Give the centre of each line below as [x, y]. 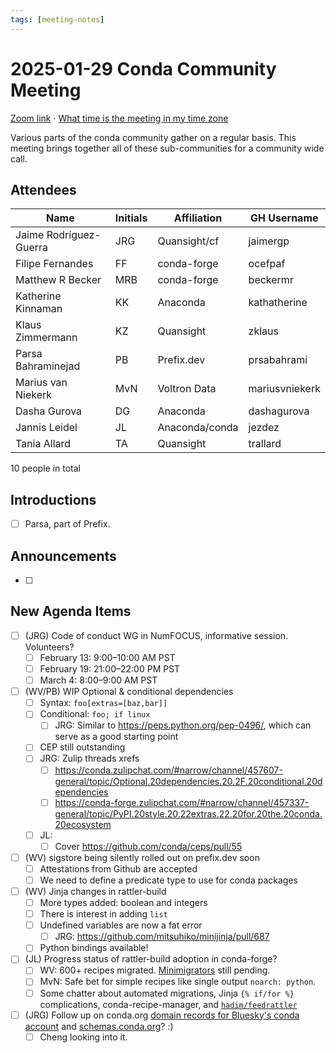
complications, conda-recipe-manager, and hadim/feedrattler [168, 1004]
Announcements [63, 556]
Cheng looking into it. [83, 1037]
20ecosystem [83, 824]
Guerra [32, 248]
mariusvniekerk [284, 389]
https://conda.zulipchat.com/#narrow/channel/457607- [168, 770]
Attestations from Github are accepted [118, 868]
